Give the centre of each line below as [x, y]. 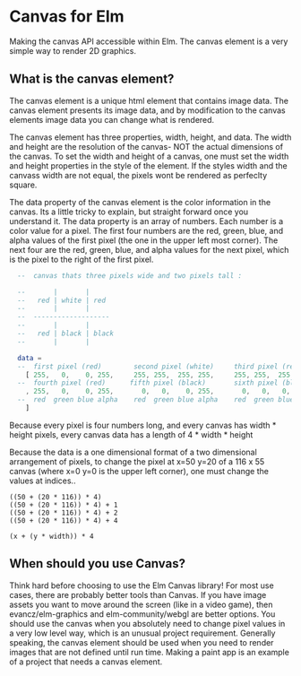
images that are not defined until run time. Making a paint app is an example [149, 652]
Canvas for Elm [67, 17]
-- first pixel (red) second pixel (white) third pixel [148, 366]
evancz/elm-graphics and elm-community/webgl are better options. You [142, 614]
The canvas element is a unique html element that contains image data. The [149, 100]
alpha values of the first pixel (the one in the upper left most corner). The [144, 240]
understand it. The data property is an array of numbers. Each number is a [146, 221]
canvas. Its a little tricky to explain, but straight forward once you [129, 212]
